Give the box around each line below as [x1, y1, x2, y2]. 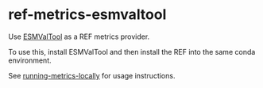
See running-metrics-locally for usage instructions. [8, 71, 176, 80]
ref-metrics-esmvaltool [8, 6, 167, 24]
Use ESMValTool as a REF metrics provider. [8, 32, 150, 41]
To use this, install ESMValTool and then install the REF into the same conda [8, 47, 256, 56]
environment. [8, 55, 52, 65]
